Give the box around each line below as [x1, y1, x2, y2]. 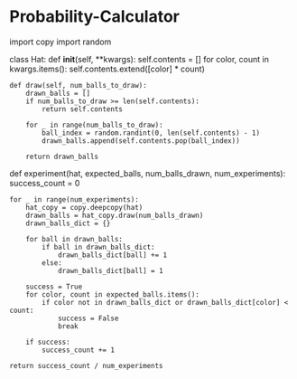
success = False [57, 314, 119, 323]
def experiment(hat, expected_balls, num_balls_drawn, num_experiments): [9, 167, 286, 178]
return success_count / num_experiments [9, 361, 164, 370]
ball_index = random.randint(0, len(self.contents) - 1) [42, 128, 260, 137]
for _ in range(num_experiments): [9, 194, 140, 204]
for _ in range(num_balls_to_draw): [25, 120, 164, 129]
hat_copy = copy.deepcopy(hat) [25, 203, 144, 212]
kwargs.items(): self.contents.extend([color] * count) [9, 63, 205, 74]
